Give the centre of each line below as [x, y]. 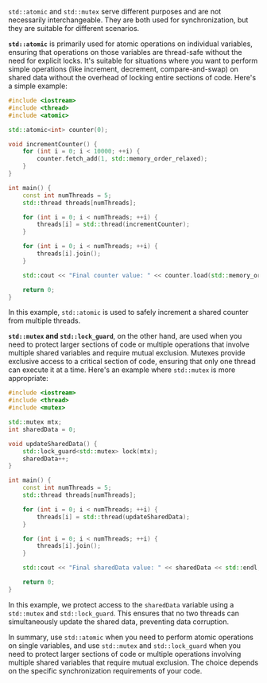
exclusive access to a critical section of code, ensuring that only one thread [132, 362]
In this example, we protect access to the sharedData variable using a [121, 604]
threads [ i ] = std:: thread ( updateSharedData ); [114, 517]
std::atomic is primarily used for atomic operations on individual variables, [130, 44]
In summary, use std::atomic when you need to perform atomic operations [131, 637]
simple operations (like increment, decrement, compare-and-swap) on [123, 69]
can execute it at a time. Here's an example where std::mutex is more [122, 370]
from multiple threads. [44, 320]
